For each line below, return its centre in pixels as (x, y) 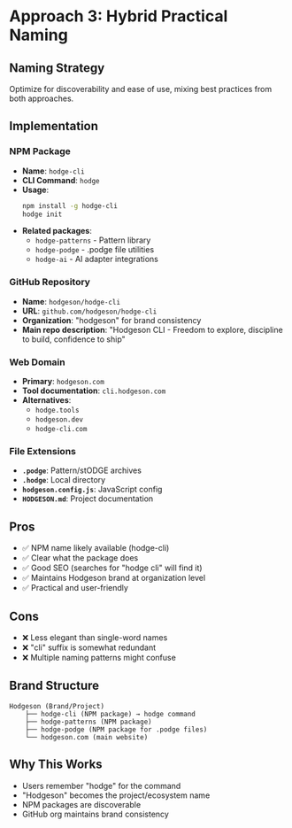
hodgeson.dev (59, 420)
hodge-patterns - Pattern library (93, 240)
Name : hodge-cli (54, 171)
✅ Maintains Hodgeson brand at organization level (114, 578)
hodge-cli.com (61, 429)
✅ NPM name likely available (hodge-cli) (96, 548)
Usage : (35, 190)
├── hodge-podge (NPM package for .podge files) (116, 729)
